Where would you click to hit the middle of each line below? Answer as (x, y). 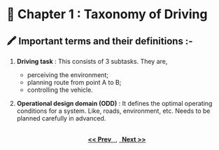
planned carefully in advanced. (61, 118)
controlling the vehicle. (60, 90)
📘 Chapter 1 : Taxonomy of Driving (107, 14)
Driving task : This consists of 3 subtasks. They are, (92, 61)
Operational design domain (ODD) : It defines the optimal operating (114, 103)
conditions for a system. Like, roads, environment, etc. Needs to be (113, 111)
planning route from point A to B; (74, 82)
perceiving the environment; (68, 75)
